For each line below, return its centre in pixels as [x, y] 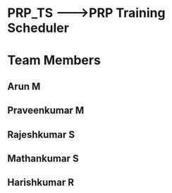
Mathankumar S [43, 158]
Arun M [24, 86]
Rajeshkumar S [41, 135]
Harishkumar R [41, 183]
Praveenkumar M [46, 111]
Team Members [54, 60]
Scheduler [38, 28]
